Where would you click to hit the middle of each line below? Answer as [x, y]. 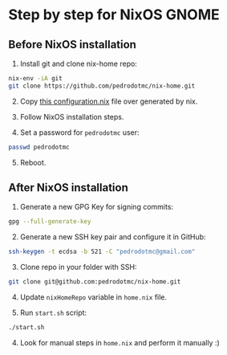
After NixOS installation [68, 188]
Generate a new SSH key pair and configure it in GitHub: [113, 237]
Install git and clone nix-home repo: [79, 63]
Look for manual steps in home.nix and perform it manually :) [120, 342]
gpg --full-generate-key [50, 222]
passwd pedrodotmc [39, 147]
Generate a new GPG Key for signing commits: [97, 207]
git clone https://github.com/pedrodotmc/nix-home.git [102, 86]
